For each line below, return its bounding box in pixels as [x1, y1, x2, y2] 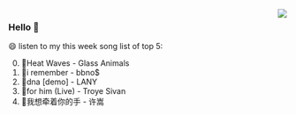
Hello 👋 [8, 21, 40, 33]
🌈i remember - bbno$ [20, 68, 101, 78]
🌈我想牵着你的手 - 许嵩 [20, 97, 105, 107]
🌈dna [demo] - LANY [20, 76, 98, 87]
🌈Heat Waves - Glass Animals [20, 58, 130, 68]
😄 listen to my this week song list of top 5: [8, 41, 163, 52]
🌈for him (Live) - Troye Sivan [20, 86, 126, 97]
